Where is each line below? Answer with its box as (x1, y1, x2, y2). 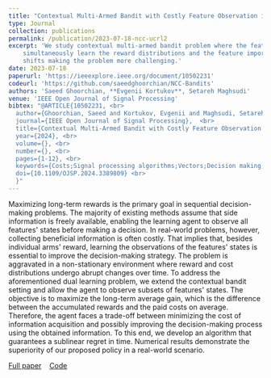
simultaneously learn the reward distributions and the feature (23, 49, 244, 57)
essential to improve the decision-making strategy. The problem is (8, 250, 228, 260)
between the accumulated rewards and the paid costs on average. (8, 302, 229, 312)
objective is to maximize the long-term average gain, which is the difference (8, 293, 261, 303)
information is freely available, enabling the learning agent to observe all (8, 216, 248, 226)
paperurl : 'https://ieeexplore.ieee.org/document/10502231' (8, 72, 215, 80)
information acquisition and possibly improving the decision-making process (8, 319, 263, 329)
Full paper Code (8, 360, 68, 370)
